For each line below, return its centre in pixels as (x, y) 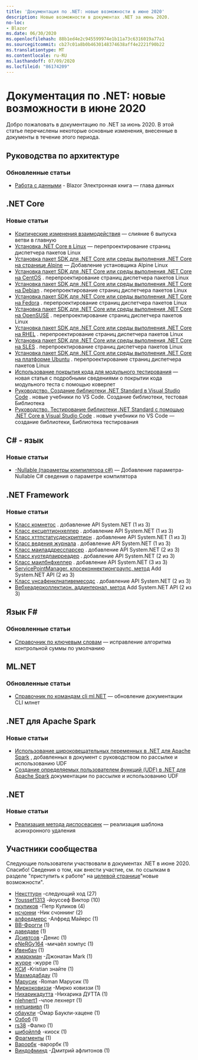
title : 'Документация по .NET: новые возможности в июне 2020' (85, 12)
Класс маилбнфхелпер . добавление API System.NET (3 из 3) (91, 562)
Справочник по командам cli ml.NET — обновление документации (98, 696)
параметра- (169, 470)
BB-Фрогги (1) (32, 925)
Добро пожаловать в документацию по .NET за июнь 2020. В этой (90, 125)
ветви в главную (36, 240)
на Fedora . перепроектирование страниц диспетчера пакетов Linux (101, 302)
